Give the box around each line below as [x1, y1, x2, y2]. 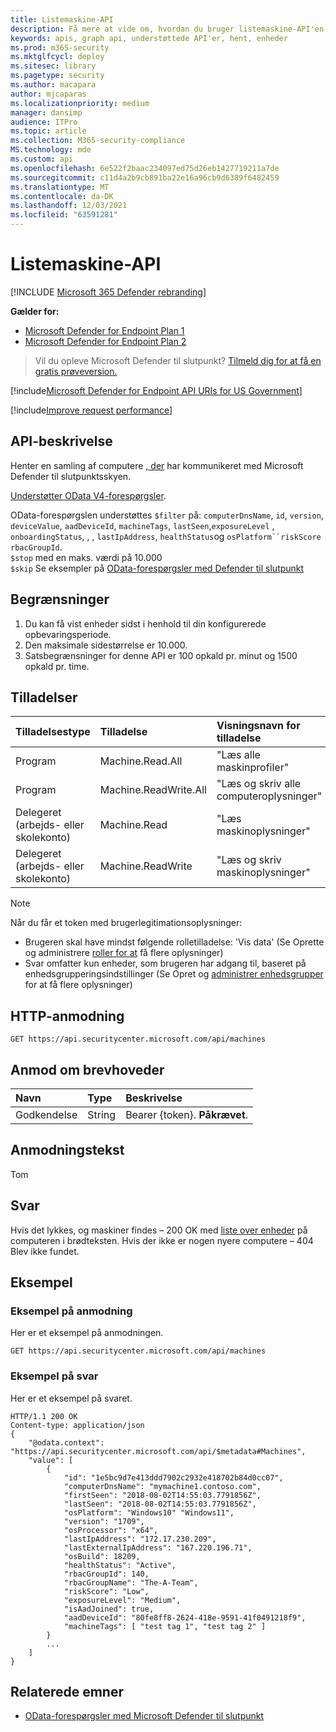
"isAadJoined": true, [63, 1604, 155, 1614]
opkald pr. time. [24, 660, 90, 672]
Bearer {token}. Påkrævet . [125, 1108, 249, 1121]
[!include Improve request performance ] [10, 404, 173, 416]
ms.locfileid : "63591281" [10, 210, 118, 220]
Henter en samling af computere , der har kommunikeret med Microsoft [10, 459, 304, 471]
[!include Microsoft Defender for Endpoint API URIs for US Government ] [10, 384, 303, 396]
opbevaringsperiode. [24, 628, 112, 640]
